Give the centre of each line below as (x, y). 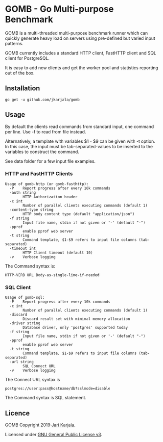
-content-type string (32, 209)
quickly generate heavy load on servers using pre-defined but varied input (80, 38)
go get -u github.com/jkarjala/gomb (42, 100)
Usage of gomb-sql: (25, 298)
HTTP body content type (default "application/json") (79, 214)
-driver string (25, 323)
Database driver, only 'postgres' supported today (75, 328)
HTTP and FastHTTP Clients (39, 174)
